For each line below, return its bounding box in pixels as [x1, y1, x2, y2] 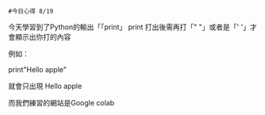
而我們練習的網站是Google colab [8, 98, 115, 107]
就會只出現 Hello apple [8, 82, 83, 90]
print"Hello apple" [8, 65, 67, 74]
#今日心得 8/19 [8, 7, 54, 15]
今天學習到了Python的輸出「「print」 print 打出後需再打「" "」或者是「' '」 [8, 22, 251, 32]
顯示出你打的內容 [14, 33, 71, 41]
